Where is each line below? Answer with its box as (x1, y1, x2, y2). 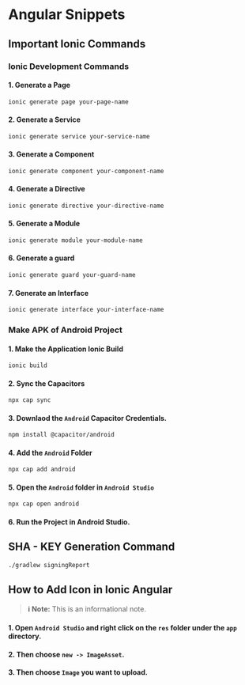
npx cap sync (8, 396, 51, 404)
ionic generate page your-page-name (8, 97, 129, 106)
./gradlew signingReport (8, 561, 90, 569)
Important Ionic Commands (8, 37, 146, 51)
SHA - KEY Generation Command (8, 540, 175, 554)
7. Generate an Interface (8, 288, 89, 297)
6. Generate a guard (8, 253, 75, 263)
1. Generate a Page (8, 81, 71, 90)
